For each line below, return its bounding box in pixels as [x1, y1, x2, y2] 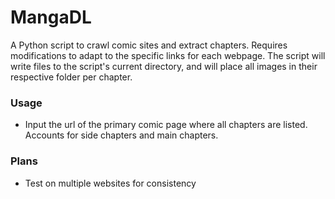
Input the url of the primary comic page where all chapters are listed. [24, 119, 308, 131]
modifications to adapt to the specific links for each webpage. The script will [10, 49, 326, 61]
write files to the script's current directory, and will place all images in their [10, 60, 318, 72]
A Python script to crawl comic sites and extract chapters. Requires [10, 39, 288, 51]
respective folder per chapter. [10, 71, 133, 83]
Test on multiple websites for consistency [24, 177, 197, 189]
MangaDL [10, 6, 92, 29]
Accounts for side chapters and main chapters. [24, 129, 219, 141]
